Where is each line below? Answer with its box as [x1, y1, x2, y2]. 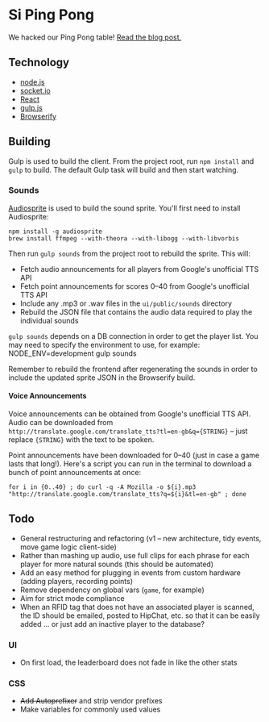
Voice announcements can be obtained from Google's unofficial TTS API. [8, 409, 251, 419]
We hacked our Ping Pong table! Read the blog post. [8, 32, 182, 42]
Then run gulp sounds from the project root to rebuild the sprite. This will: [8, 248, 251, 258]
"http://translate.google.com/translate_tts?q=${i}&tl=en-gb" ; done [8, 490, 247, 499]
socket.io [19, 86, 51, 95]
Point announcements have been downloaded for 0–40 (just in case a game [8, 450, 260, 461]
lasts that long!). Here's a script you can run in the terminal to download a [8, 459, 252, 469]
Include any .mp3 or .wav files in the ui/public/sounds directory [19, 298, 232, 308]
